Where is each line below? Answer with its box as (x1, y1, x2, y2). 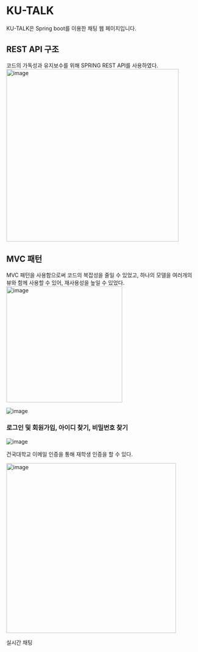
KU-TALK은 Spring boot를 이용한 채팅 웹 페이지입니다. (6, 24, 137, 32)
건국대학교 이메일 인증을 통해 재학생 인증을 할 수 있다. (6, 450, 133, 458)
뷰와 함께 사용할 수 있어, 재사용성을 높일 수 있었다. (6, 279, 125, 286)
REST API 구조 (6, 44, 59, 55)
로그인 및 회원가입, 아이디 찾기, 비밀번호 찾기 (6, 423, 129, 432)
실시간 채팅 (6, 639, 33, 646)
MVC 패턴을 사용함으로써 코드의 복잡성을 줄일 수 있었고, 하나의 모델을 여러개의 (6, 271, 193, 279)
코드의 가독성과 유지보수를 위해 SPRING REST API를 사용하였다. (6, 62, 158, 69)
